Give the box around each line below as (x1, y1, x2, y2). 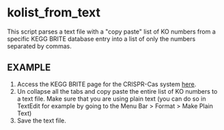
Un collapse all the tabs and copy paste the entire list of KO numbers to (16, 87, 218, 95)
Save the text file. (16, 116, 66, 125)
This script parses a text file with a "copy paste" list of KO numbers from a (7, 27, 216, 36)
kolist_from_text (7, 5, 101, 21)
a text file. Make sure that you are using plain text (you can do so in (16, 94, 206, 103)
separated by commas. (7, 42, 72, 50)
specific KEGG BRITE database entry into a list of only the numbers (7, 34, 196, 42)
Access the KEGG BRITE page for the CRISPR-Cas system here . (16, 80, 197, 88)
